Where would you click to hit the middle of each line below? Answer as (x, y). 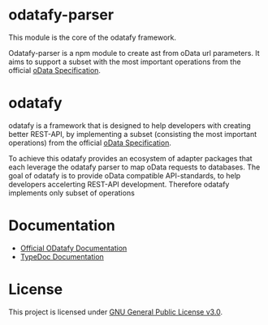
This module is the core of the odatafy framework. (93, 37)
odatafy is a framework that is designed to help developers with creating (130, 125)
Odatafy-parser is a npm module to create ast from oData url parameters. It (134, 53)
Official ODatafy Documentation (73, 248)
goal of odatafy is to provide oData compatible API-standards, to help (125, 175)
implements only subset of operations (72, 193)
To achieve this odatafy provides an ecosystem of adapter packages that (131, 158)
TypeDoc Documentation (62, 256)
